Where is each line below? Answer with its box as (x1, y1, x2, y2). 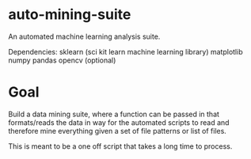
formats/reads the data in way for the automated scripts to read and (8, 117, 230, 127)
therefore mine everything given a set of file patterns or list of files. (8, 126, 227, 135)
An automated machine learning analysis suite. (8, 32, 161, 41)
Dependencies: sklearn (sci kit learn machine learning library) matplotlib (8, 47, 243, 56)
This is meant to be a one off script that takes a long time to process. (8, 141, 233, 151)
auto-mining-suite (8, 6, 131, 24)
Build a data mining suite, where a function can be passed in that (8, 109, 220, 119)
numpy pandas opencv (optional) (8, 55, 116, 65)
